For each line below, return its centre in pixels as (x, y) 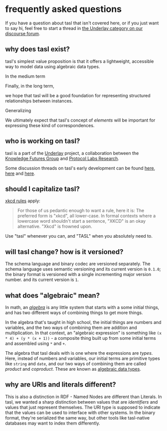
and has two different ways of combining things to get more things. (74, 313)
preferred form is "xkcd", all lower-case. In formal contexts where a (86, 216)
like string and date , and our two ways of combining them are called (76, 364)
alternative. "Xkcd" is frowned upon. (55, 226)
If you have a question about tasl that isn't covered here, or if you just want (82, 23)
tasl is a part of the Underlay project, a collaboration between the (72, 153)
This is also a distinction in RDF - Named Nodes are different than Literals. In (83, 397)
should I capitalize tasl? (42, 189)
